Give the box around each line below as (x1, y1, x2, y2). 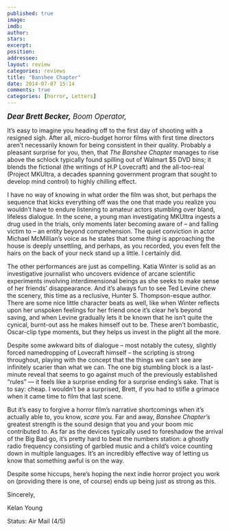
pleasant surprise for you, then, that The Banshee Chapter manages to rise (7, 148, 219, 156)
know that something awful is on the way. (7, 457, 125, 464)
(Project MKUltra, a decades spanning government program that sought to (7, 170, 217, 178)
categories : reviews (7, 67, 67, 74)
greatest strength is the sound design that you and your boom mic (7, 420, 194, 428)
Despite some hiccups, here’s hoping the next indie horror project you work (7, 470, 220, 477)
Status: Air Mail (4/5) (7, 517, 66, 525)
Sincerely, (7, 491, 36, 498)
